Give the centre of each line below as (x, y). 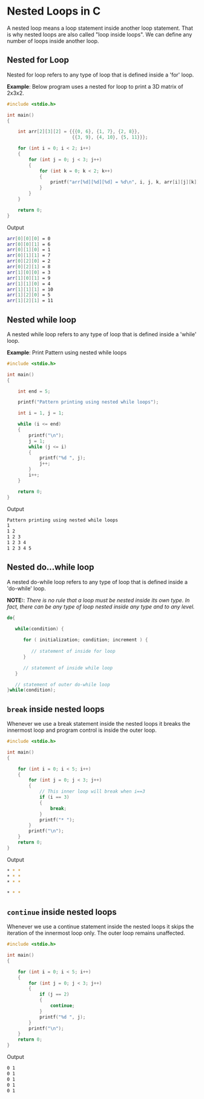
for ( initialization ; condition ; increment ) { (85, 640)
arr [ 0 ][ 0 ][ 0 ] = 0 (29, 238)
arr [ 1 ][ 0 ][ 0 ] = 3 (29, 272)
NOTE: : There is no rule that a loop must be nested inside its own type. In (98, 600)
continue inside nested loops (62, 912)
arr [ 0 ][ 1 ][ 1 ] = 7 (29, 256)
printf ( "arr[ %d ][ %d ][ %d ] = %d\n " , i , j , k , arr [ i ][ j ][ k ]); (126, 182)
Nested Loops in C (54, 11)
